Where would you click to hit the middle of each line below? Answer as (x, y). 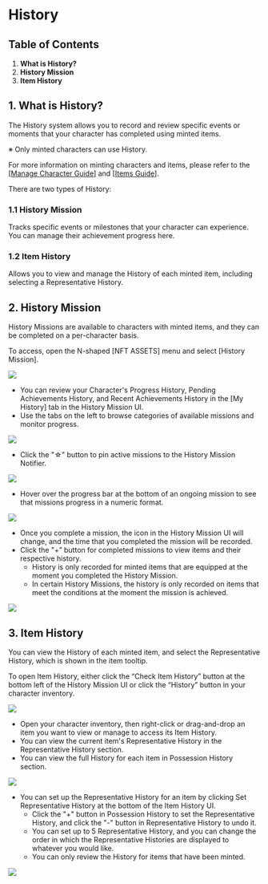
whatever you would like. (73, 849)
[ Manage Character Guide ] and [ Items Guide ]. (84, 173)
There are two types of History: (60, 189)
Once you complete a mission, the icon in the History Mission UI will (132, 533)
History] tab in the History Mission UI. (82, 408)
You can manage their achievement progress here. (92, 236)
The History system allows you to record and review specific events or (124, 125)
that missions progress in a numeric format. (92, 502)
